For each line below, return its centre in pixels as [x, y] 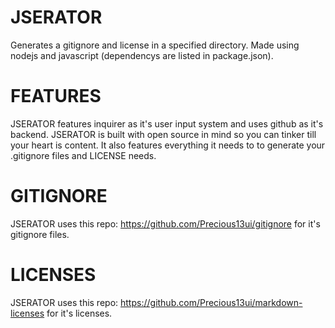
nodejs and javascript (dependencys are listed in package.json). [142, 55]
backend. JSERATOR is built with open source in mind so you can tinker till [163, 134]
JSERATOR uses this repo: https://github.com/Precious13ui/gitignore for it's [165, 223]
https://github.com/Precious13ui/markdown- [211, 302]
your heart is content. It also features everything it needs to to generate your [168, 145]
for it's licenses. [79, 313]
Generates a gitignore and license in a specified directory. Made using [155, 45]
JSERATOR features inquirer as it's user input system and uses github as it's [167, 123]
